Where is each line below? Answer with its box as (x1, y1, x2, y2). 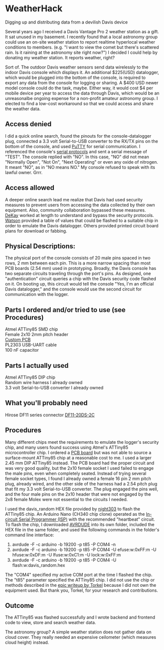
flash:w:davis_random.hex (12, 562, 65, 568)
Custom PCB (5, 337, 31, 343)
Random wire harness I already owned (5, 380, 83, 385)
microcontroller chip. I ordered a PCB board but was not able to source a (5, 449, 152, 456)
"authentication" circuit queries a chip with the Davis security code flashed (5, 276, 157, 282)
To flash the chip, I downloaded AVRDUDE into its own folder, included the (5, 521, 155, 527)
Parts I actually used (5, 361, 69, 370)
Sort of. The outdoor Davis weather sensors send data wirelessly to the (5, 64, 149, 70)
